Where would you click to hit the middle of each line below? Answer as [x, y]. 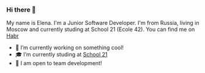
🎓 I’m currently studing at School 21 [61, 55]
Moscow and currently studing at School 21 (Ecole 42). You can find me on [101, 29]
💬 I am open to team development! [58, 63]
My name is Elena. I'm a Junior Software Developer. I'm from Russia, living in [103, 23]
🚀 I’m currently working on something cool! [69, 47]
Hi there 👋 [21, 10]
